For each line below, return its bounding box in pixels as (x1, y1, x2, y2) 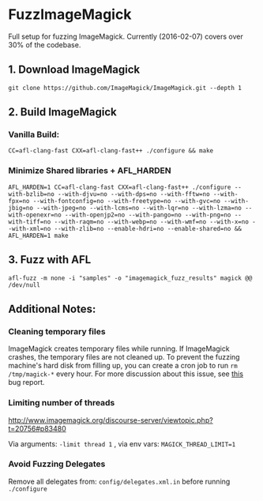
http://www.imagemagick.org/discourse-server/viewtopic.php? (8, 415, 213, 424)
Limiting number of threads (8, 397, 115, 409)
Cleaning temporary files (8, 326, 106, 337)
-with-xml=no (8, 224, 51, 232)
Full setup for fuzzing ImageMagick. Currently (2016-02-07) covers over (8, 32, 243, 41)
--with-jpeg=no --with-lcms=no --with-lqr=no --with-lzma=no (36, 204, 242, 212)
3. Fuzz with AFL (8, 253, 92, 266)
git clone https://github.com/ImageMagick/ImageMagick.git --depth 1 (8, 84, 242, 92)
